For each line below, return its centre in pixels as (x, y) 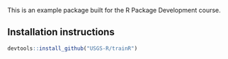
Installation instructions (61, 32)
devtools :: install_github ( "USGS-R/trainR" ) (73, 48)
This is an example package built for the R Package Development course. (114, 10)
